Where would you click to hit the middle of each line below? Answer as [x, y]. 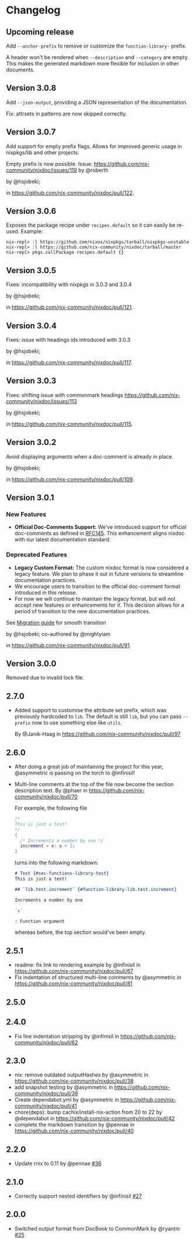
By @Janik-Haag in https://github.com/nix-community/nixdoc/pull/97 [97, 734]
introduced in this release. [46, 592]
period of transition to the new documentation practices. [82, 611]
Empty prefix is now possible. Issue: [49, 164]
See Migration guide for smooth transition [56, 623]
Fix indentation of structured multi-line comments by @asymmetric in [98, 977]
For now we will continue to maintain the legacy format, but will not [95, 599]
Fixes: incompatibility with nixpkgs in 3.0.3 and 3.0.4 [69, 284]
